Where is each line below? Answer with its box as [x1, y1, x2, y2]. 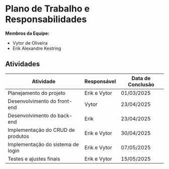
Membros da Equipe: [5, 30, 50, 36]
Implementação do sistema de [8, 141, 79, 148]
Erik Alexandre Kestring [12, 45, 61, 51]
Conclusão [128, 81, 154, 88]
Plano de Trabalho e [5, 3, 90, 15]
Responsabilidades [5, 14, 87, 25]
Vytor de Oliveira [12, 40, 48, 46]
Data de [131, 75, 151, 82]
